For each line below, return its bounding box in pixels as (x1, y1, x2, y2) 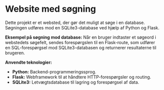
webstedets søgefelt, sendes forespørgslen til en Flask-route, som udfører (5, 39, 156, 45)
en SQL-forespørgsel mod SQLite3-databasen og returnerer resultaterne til (5, 45, 157, 50)
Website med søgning (5, 3, 96, 15)
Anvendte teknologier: (5, 59, 53, 65)
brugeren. (5, 50, 26, 56)
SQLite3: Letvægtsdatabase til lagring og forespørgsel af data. (12, 79, 139, 85)
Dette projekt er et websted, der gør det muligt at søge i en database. (5, 20, 145, 25)
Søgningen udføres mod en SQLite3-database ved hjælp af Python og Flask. (5, 24, 160, 30)
